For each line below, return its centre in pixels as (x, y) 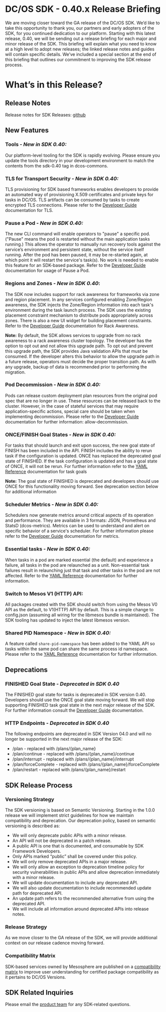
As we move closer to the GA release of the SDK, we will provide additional (81, 938)
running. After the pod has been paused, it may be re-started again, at (77, 255)
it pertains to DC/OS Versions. (36, 977)
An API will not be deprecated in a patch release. (62, 841)
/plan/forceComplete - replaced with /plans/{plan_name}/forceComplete (86, 764)
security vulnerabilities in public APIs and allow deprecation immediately (86, 872)
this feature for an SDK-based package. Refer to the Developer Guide (76, 265)
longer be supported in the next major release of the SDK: (64, 739)
